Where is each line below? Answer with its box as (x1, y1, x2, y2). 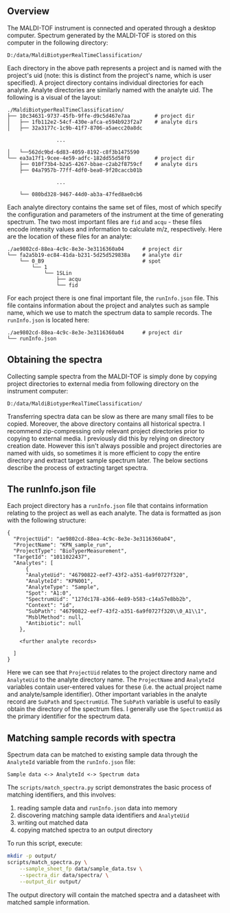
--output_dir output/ (19, 878, 81, 885)
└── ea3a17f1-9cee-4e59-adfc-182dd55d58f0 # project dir (7, 154, 195, 161)
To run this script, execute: (7, 839, 83, 848)
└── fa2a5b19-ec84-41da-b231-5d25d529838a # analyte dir (7, 252, 183, 258)
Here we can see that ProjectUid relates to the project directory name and (7, 668, 218, 677)
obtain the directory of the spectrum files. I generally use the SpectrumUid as (7, 705, 223, 713)
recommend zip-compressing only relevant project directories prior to (7, 427, 205, 435)
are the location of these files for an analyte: (7, 232, 133, 240)
